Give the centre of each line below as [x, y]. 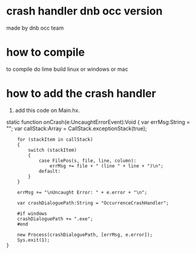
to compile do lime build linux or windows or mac [67, 69]
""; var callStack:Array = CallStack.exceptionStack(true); [77, 128]
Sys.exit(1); [34, 240]
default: [50, 171]
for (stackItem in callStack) [55, 139]
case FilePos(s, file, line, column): [87, 161]
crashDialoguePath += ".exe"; [55, 219]
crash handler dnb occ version [84, 11]
